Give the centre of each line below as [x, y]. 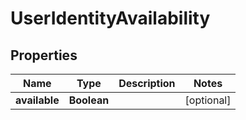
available [37, 100]
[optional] [208, 100]
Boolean [89, 100]
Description [147, 83]
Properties [44, 55]
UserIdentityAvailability [110, 18]
